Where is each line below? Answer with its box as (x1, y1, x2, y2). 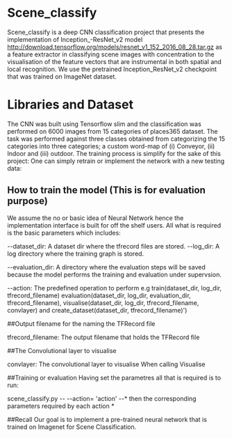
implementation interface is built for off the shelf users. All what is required (7, 221, 222, 229)
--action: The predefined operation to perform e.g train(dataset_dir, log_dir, (7, 283, 222, 292)
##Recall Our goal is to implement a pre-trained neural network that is (7, 415, 207, 423)
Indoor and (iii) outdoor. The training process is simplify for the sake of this (7, 149, 221, 157)
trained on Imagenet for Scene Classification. (7, 423, 137, 431)
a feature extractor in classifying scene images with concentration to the (7, 50, 215, 58)
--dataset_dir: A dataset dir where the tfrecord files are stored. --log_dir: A (7, 242, 220, 250)
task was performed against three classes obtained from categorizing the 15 (7, 134, 226, 143)
